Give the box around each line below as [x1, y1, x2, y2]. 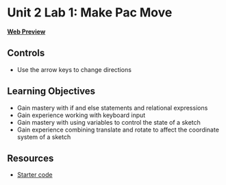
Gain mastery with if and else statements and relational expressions [16, 103, 208, 112]
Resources [7, 152, 54, 164]
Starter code [16, 171, 53, 179]
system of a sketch [16, 132, 71, 141]
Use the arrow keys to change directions [16, 65, 132, 73]
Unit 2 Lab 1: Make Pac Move [7, 5, 173, 21]
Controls [7, 47, 45, 59]
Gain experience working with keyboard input [16, 111, 146, 119]
